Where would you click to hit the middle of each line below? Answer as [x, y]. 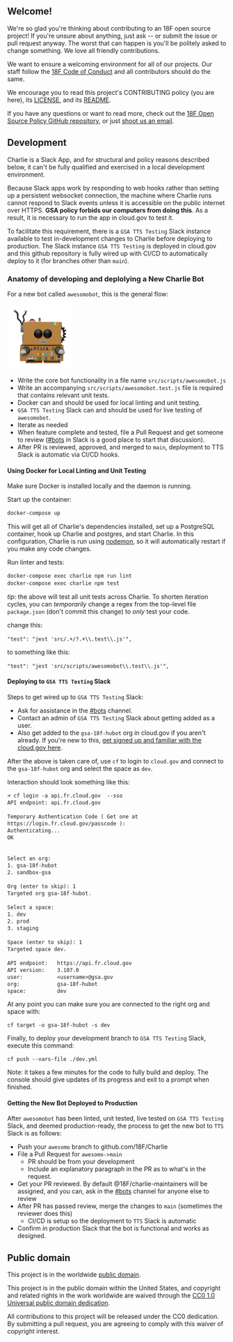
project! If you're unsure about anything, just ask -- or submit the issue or [112, 36]
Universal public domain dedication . [58, 1303]
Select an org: [29, 858]
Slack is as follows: [34, 1133]
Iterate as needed [42, 424]
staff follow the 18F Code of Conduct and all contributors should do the [109, 71]
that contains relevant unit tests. [63, 395]
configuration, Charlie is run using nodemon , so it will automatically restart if [116, 541]
